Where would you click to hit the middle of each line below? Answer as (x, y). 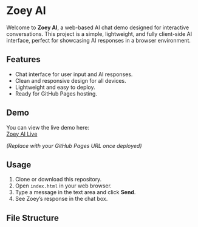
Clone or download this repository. (58, 180)
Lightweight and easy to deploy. (55, 87)
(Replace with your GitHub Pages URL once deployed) (74, 145)
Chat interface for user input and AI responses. (74, 74)
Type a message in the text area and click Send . (75, 192)
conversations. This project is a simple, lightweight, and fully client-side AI (99, 33)
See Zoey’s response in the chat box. (61, 199)
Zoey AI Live (22, 134)
